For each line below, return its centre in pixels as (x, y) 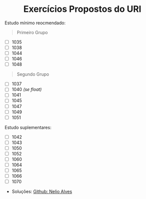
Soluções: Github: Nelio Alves (42, 192)
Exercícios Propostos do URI (82, 9)
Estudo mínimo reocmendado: (35, 23)
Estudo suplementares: (28, 127)
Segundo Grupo (33, 74)
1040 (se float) (27, 90)
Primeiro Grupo (32, 32)
